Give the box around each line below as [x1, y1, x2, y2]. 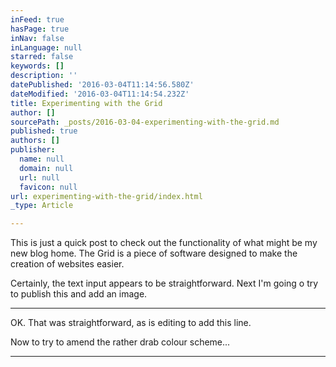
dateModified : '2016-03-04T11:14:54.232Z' [10, 89, 190, 99]
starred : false [10, 52, 74, 62]
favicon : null [19, 182, 78, 192]
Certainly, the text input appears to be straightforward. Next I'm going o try [10, 277, 319, 290]
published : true [10, 126, 78, 136]
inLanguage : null [10, 42, 83, 53]
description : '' [10, 71, 78, 81]
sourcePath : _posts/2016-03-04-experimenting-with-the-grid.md [10, 117, 280, 127]
